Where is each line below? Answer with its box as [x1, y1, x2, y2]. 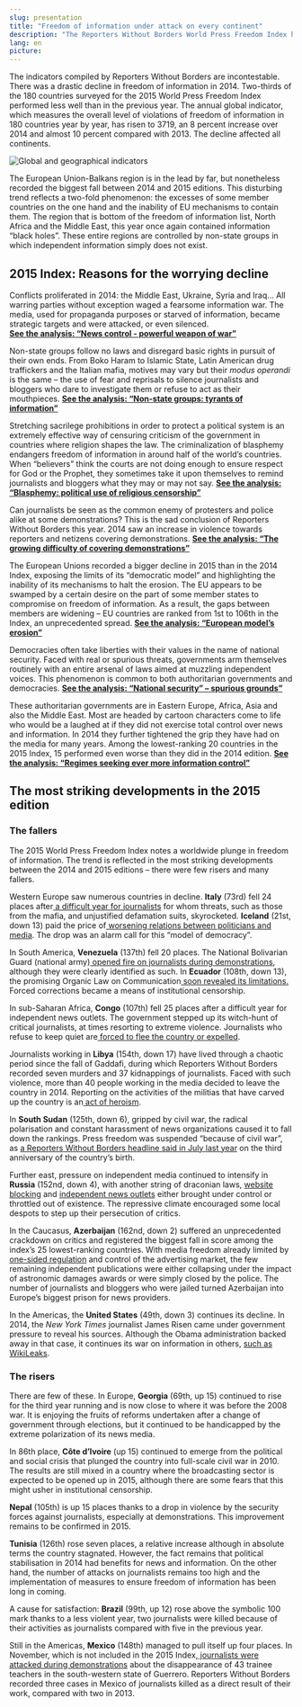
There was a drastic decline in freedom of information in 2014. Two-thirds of [9, 81, 292, 92]
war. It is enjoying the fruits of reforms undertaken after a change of [9, 1409, 261, 1420]
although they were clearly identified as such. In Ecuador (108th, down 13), [9, 966, 288, 977]
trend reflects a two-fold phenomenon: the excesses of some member [9, 192, 270, 203]
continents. [9, 139, 51, 149]
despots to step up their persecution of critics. [9, 1207, 182, 1219]
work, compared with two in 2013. [9, 1687, 135, 1698]
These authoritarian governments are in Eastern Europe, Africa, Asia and [9, 700, 279, 711]
